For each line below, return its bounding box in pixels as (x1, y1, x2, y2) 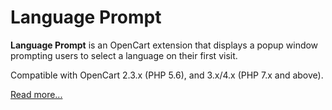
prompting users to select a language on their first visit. (10, 49, 238, 61)
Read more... (10, 88, 63, 100)
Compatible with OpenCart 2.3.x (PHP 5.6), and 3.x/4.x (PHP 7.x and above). (10, 69, 324, 81)
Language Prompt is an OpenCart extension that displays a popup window (10, 39, 319, 51)
